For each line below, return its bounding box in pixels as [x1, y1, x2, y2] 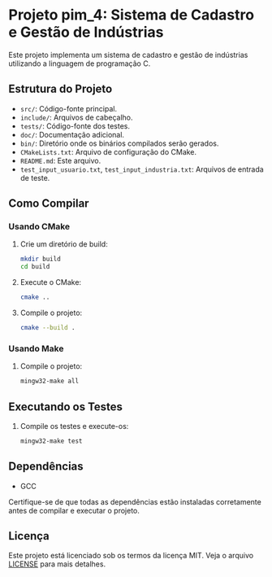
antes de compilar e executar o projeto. [8, 505, 140, 515]
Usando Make [8, 343, 64, 354]
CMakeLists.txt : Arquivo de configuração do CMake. [19, 146, 197, 156]
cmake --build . [19, 324, 76, 332]
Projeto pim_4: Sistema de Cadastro [8, 6, 254, 24]
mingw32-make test [19, 437, 83, 445]
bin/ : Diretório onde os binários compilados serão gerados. [19, 138, 219, 148]
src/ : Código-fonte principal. [19, 103, 118, 113]
